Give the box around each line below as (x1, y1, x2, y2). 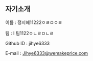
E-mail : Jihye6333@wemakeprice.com (5, 50, 88, 56)
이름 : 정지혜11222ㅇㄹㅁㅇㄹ (5, 19, 62, 25)
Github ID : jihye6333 (5, 40, 50, 46)
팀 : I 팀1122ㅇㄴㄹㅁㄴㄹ (5, 30, 54, 36)
